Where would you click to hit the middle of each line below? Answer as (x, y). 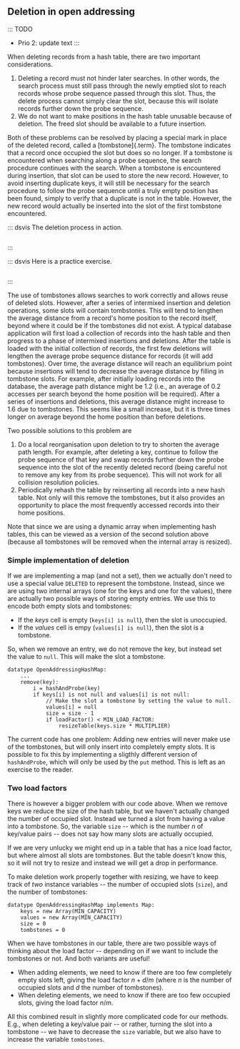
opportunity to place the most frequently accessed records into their (119, 505)
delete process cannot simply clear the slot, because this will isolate (118, 101)
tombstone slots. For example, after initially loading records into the (106, 379)
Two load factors (37, 788)
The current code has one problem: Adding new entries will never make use (119, 740)
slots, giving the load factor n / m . (65, 1003)
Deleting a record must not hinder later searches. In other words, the (119, 78)
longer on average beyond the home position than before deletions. (106, 417)
